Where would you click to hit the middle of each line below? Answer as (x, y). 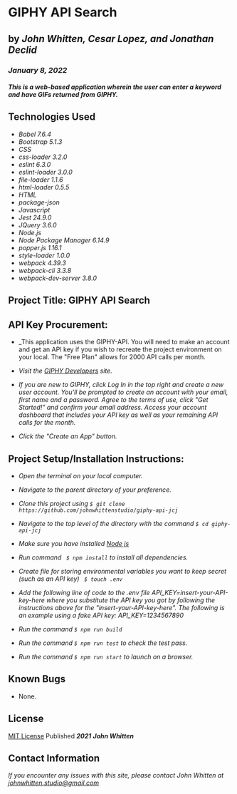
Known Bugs (37, 679)
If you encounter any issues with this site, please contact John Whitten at (116, 775)
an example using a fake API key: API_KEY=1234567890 (101, 615)
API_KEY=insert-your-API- (190, 592)
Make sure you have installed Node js (74, 543)
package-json (39, 202)
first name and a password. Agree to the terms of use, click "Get (113, 400)
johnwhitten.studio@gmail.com (53, 783)
